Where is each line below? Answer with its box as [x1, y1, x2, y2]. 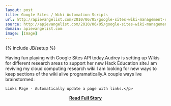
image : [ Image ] [5, 31, 38, 36]
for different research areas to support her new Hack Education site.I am [5, 60, 157, 66]
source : [5, 21, 22, 27]
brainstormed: [5, 77, 35, 82]
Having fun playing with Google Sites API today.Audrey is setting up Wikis [5, 55, 160, 61]
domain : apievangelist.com [5, 26, 63, 31]
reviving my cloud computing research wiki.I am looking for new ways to [5, 65, 157, 72]
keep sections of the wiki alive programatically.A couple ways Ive [5, 71, 142, 77]
